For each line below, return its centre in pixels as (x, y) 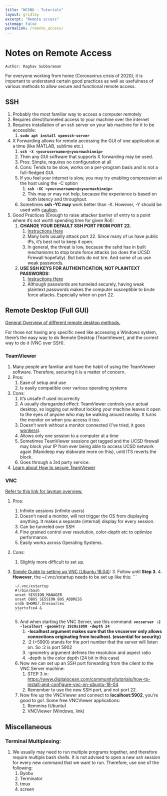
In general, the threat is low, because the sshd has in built (86, 247)
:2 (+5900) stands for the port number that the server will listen (92, 642)
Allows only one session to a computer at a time (69, 435)
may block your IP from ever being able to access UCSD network (87, 446)
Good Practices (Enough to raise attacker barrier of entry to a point (81, 215)
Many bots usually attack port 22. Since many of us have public (93, 236)
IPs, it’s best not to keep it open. (60, 241)
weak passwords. (45, 262)
